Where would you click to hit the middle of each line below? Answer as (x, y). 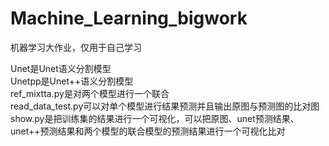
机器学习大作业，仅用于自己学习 (76, 47)
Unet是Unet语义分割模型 (61, 68)
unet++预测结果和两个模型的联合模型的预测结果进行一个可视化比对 (148, 131)
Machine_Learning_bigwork (129, 18)
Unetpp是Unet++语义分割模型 (72, 81)
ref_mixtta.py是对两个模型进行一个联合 (90, 93)
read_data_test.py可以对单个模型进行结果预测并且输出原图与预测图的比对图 (165, 106)
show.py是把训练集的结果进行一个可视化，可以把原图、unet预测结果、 (155, 118)
